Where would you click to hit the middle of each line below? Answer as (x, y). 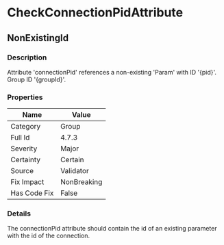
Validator (75, 171)
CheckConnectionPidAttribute (95, 13)
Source (22, 171)
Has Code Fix (32, 193)
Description (27, 57)
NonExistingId (38, 38)
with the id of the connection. (49, 236)
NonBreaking (82, 182)
